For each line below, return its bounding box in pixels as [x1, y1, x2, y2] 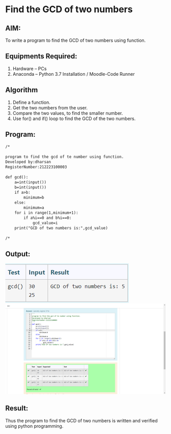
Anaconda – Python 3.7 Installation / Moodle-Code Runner [12, 71, 135, 77]
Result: [5, 404, 28, 413]
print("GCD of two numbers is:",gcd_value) [14, 225, 108, 231]
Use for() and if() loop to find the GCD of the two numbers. [12, 115, 136, 122]
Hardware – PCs [12, 65, 47, 72]
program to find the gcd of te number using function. [5, 154, 124, 160]
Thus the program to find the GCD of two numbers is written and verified [5, 417, 158, 423]
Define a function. [12, 99, 51, 105]
